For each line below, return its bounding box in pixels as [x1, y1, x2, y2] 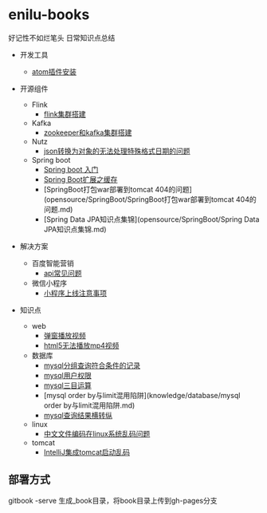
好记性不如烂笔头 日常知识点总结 [8, 33, 116, 42]
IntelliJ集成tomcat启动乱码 [43, 447, 130, 456]
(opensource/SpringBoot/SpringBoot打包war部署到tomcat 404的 [43, 194, 257, 204]
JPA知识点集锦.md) [43, 224, 107, 234]
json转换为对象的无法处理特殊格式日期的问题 [43, 146, 190, 156]
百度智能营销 [31, 258, 74, 268]
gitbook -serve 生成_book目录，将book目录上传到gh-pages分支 [8, 495, 218, 505]
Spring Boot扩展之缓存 [43, 174, 118, 184]
